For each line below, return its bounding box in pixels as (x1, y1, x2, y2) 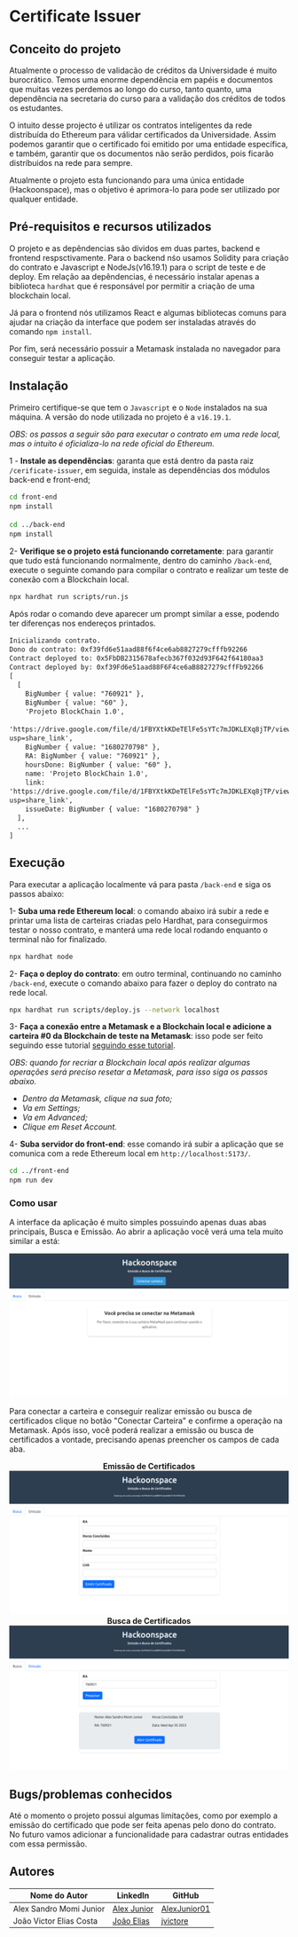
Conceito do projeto (9, 42, 122, 57)
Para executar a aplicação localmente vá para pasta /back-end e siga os (9, 878, 272, 889)
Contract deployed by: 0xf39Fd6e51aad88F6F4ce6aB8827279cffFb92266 (9, 663, 264, 672)
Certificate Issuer (9, 6, 142, 27)
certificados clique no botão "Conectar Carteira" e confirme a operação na (9, 1415, 283, 1426)
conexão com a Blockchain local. (9, 574, 129, 585)
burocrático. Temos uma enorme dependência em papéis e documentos (9, 75, 273, 85)
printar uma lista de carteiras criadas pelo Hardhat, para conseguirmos (9, 915, 269, 925)
